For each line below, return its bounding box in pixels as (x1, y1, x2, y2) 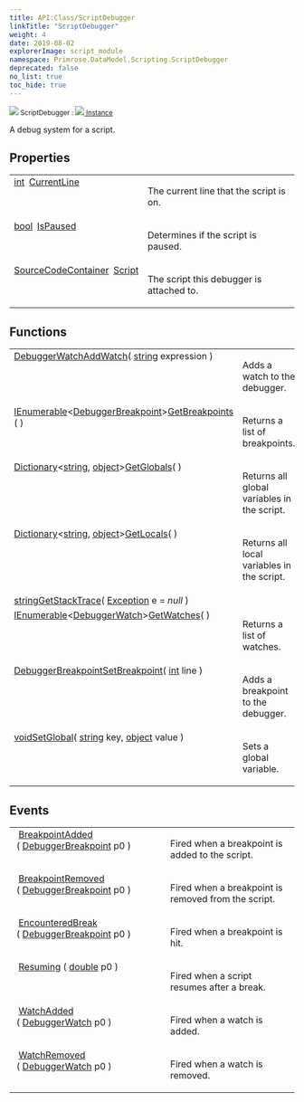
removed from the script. (170, 893, 276, 906)
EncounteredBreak (18, 917, 98, 929)
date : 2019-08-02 (9, 38, 75, 48)
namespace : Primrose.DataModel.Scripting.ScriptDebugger (9, 55, 229, 64)
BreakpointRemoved (18, 872, 105, 885)
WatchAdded (18, 1005, 74, 1018)
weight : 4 (9, 30, 47, 39)
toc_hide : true (9, 81, 67, 90)
